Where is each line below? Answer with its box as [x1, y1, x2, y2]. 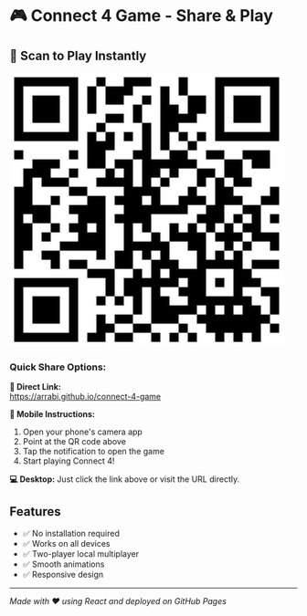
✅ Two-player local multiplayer [22, 548, 140, 559]
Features [9, 504, 61, 519]
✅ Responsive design [22, 569, 104, 580]
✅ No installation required [22, 528, 121, 539]
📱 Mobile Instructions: [9, 409, 96, 420]
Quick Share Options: [9, 360, 107, 373]
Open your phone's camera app [22, 426, 143, 437]
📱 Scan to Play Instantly [9, 47, 147, 63]
